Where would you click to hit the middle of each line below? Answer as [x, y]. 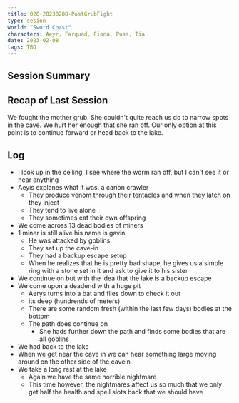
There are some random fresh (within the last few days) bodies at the [130, 309]
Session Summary [49, 76]
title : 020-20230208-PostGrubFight [60, 14]
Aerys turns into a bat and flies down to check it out [104, 294]
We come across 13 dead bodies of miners [80, 225]
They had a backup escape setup [77, 256]
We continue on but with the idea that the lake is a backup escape [115, 278]
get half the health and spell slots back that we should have [116, 392]
